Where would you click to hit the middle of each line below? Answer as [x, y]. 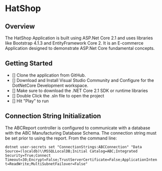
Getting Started [29, 63]
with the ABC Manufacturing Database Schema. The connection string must [81, 133]
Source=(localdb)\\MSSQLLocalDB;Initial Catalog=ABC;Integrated [71, 151]
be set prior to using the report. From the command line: [61, 138]
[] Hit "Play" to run [30, 101]
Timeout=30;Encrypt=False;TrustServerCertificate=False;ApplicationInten [81, 160]
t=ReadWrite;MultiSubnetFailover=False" [47, 164]
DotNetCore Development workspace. [50, 85]
